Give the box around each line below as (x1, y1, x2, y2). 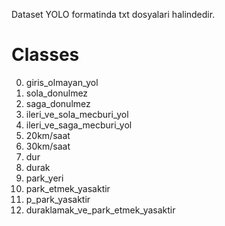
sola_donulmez (25, 87, 89, 99)
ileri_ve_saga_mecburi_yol (25, 119, 133, 131)
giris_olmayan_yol (25, 76, 99, 88)
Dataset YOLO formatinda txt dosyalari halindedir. (11, 9, 216, 20)
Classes (11, 44, 80, 66)
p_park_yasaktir (25, 193, 91, 205)
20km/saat (25, 129, 71, 141)
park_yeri (25, 172, 64, 184)
